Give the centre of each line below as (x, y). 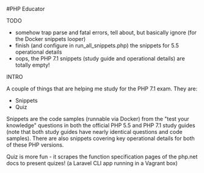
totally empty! (32, 65)
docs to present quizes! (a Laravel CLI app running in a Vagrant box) (92, 163)
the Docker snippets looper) (50, 39)
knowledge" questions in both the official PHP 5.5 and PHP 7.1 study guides (101, 125)
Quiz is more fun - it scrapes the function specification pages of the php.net (102, 156)
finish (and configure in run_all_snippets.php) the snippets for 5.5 (97, 46)
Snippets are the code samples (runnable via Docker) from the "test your (98, 119)
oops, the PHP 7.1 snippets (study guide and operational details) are (100, 58)
